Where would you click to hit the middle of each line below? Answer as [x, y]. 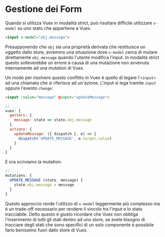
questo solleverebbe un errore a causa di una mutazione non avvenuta [77, 63]
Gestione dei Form [44, 9]
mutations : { [19, 176]
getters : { [21, 115]
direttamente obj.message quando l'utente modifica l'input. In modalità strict [82, 57]
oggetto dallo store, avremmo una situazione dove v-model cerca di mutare [81, 52]
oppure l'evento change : [29, 88]
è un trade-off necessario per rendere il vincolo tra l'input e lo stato [74, 209]
